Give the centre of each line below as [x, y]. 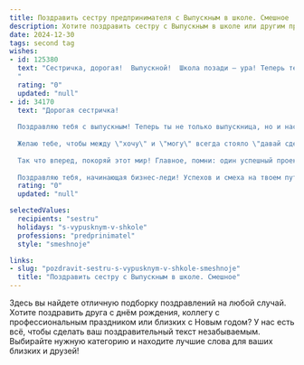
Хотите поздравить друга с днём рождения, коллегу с [114, 312]
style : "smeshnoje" [54, 244]
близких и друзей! [44, 351]
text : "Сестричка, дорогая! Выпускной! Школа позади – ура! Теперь [151, 69]
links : [22, 260]
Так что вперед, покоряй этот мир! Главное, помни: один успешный [145, 160]
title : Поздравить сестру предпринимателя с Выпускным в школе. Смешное [149, 18]
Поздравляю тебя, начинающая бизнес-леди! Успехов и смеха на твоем [149, 177]
